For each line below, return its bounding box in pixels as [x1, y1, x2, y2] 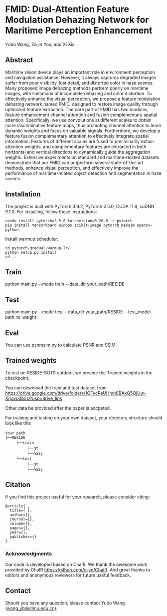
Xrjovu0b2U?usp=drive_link [5, 395, 62, 401]
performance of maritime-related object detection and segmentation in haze [5, 170, 162, 176]
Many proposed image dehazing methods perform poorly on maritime [5, 85, 149, 91]
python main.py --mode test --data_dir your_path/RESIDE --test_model [5, 309, 151, 315]
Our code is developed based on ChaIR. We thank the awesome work [5, 561, 148, 567]
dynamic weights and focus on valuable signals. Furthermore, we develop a [5, 128, 161, 134]
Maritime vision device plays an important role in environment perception [5, 69, 156, 75]
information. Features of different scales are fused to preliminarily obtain [5, 138, 154, 144]
